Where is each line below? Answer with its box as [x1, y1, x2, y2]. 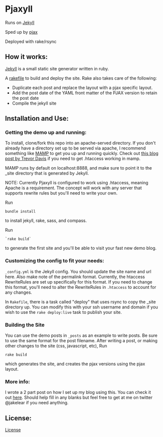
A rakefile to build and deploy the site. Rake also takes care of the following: [5, 75, 157, 81]
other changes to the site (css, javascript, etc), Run [5, 343, 107, 349]
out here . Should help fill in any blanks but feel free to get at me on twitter [5, 394, 153, 400]
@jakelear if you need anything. [5, 400, 69, 406]
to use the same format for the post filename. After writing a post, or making [5, 338, 158, 344]
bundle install [5, 209, 36, 214]
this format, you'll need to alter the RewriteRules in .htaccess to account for [5, 284, 157, 290]
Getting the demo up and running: [5, 129, 87, 136]
